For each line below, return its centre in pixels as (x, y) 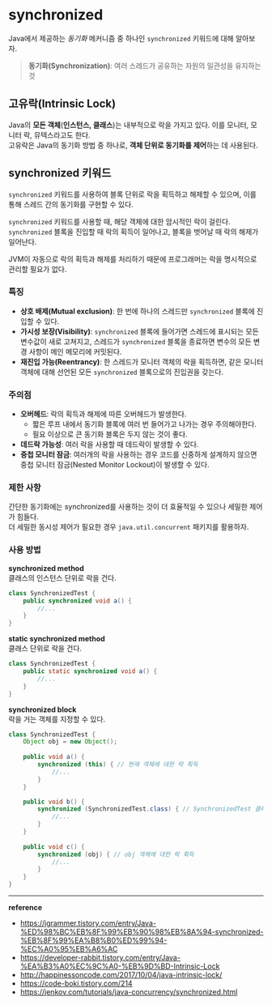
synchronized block (42, 709)
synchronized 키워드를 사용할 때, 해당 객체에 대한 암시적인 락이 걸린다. (119, 221)
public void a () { (54, 757)
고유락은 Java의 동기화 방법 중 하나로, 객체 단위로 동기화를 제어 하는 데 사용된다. (134, 145)
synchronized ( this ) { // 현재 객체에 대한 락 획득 (118, 764)
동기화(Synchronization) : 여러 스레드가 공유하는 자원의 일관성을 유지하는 (144, 66)
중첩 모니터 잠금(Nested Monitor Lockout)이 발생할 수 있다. (115, 465)
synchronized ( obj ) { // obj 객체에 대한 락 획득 (116, 854)
